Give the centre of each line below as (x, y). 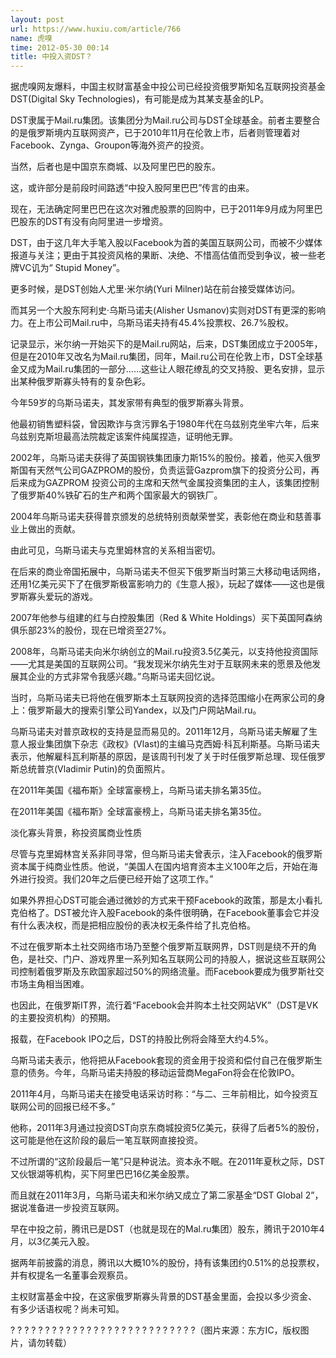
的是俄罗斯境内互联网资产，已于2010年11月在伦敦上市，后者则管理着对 (155, 133)
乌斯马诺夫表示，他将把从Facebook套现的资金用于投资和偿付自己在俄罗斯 (162, 1060)
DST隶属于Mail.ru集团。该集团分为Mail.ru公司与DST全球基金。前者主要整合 (165, 120)
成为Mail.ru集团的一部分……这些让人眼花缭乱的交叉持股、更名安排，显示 (176, 369)
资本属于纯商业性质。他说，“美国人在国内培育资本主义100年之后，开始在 (160, 867)
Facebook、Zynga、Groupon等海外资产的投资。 (110, 145)
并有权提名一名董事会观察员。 (71, 1275)
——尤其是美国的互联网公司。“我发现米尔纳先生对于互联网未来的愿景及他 (161, 664)
